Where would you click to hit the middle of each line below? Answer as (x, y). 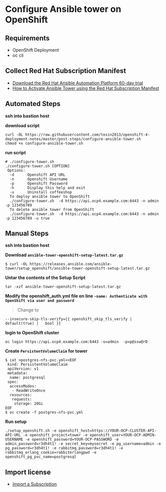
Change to (28, 310)
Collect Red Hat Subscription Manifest (66, 71)
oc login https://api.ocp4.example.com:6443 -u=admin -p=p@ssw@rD (77, 342)
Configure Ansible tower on (63, 9)
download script (22, 125)
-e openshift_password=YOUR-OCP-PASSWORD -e (72, 440)
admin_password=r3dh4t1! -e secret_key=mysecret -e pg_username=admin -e (83, 444)
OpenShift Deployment (36, 50)
